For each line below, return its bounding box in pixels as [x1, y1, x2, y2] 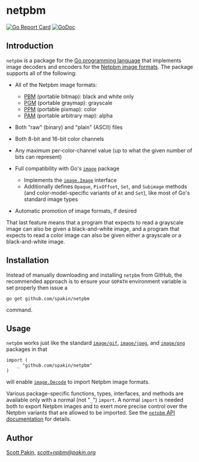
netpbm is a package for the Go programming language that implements [6, 56, 182, 64]
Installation [6, 256, 49, 266]
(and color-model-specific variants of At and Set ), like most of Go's [23, 189, 190, 196]
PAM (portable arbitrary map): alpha [23, 112, 113, 119]
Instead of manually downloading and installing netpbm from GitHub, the [6, 271, 183, 278]
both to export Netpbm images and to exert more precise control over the [6, 403, 188, 410]
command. [6, 306, 33, 313]
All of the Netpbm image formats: [14, 81, 98, 88]
